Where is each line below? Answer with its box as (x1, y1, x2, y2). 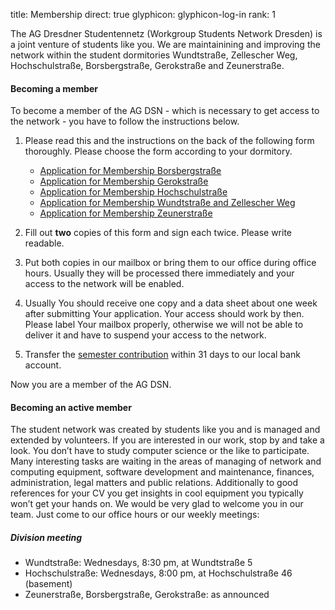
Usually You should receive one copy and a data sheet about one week (24, 297, 318, 309)
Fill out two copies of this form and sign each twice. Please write (24, 227, 293, 239)
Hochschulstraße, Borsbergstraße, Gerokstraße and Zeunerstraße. (10, 60, 285, 71)
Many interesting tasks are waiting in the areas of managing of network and (10, 455, 322, 468)
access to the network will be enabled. (24, 278, 185, 290)
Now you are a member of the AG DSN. (10, 379, 172, 391)
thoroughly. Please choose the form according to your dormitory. (24, 145, 293, 158)
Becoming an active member (10, 401, 132, 413)
